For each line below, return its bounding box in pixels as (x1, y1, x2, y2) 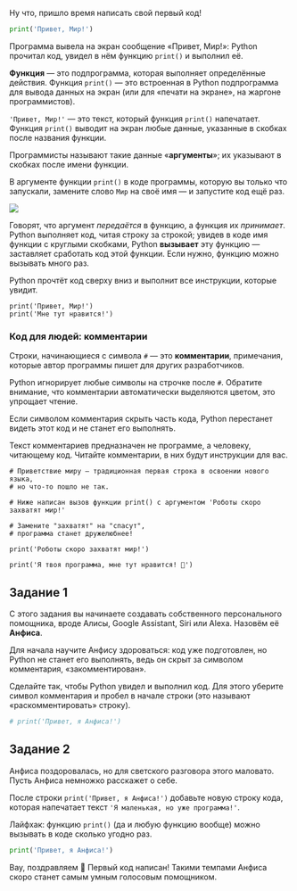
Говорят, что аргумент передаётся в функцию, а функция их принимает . (9, 219, 285, 230)
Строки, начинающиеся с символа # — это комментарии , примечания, (9, 351, 284, 361)
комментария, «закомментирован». (9, 664, 147, 674)
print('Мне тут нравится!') (9, 309, 114, 318)
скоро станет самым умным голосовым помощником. (9, 871, 218, 882)
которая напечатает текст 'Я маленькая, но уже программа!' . (9, 802, 241, 813)
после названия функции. (9, 132, 107, 143)
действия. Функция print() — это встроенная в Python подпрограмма (9, 77, 279, 87)
